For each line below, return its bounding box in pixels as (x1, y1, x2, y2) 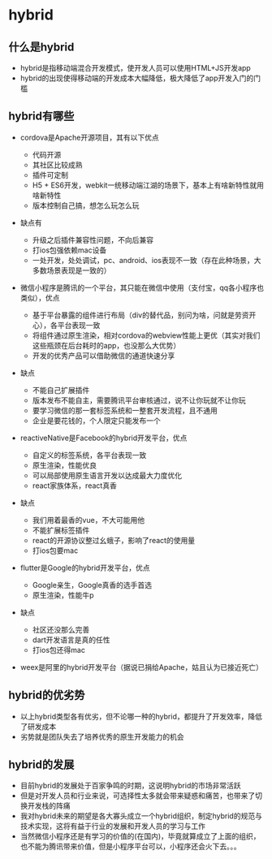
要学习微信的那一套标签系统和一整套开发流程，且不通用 (32, 405, 218, 415)
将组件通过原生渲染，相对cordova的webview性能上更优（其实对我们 (32, 330, 261, 340)
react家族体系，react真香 (32, 481, 118, 490)
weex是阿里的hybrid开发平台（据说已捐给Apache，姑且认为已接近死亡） (19, 662, 264, 671)
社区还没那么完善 (32, 624, 90, 634)
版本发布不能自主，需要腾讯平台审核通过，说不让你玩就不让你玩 (32, 395, 246, 405)
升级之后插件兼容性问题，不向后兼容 (32, 235, 154, 244)
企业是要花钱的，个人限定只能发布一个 (32, 416, 161, 425)
